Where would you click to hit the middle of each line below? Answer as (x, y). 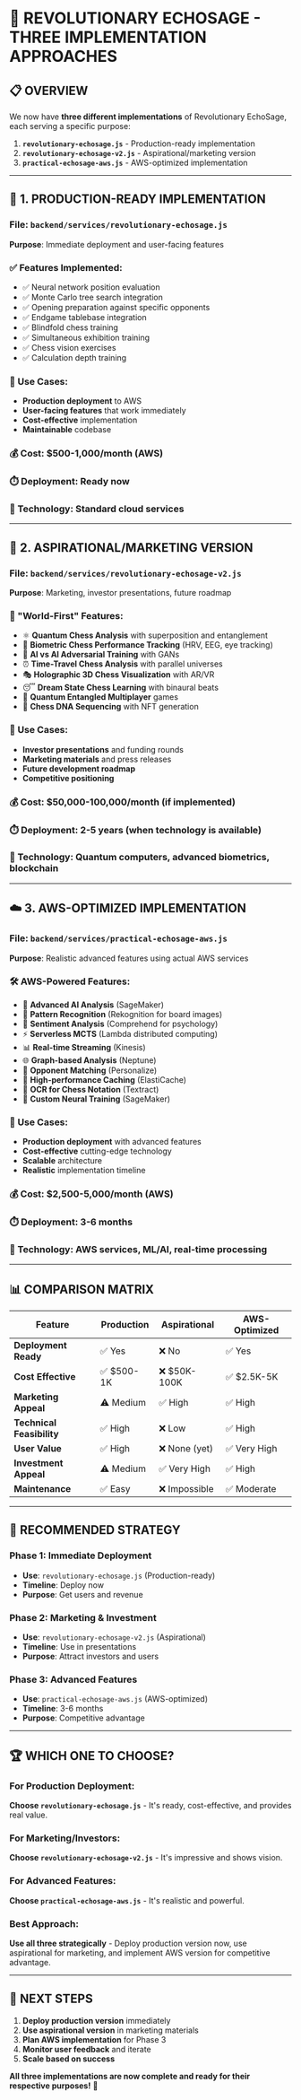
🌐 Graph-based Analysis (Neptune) (89, 1060)
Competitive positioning (68, 778)
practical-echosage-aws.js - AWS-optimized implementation (135, 162)
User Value (38, 1449)
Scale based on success (68, 2059)
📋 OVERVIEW (49, 90)
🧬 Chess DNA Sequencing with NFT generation (110, 707)
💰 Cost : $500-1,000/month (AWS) (86, 454)
